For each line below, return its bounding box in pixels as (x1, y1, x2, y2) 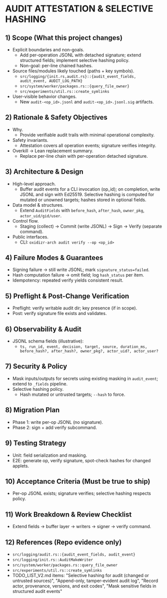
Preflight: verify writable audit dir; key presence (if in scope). (12, 305, 138, 311)
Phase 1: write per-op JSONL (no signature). (12, 419, 103, 425)
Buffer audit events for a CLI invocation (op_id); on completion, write (19, 186, 161, 192)
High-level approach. (12, 181, 56, 187)
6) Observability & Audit (5, 325, 82, 333)
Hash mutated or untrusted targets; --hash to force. (19, 391, 126, 397)
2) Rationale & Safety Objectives (5, 113, 108, 122)
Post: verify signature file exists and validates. (12, 310, 107, 316)
